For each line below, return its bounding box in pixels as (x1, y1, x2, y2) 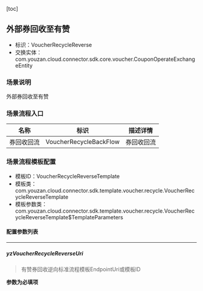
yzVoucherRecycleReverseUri (6, 249, 83, 257)
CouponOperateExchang (134, 55, 195, 63)
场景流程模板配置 (6, 158, 56, 166)
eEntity (14, 61, 33, 69)
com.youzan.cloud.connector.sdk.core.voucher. (14, 55, 134, 63)
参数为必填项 (6, 278, 38, 286)
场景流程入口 (6, 110, 44, 118)
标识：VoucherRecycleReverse (14, 41, 92, 48)
